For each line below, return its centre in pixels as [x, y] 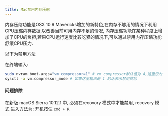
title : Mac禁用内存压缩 [27, 10]
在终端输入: [17, 64]
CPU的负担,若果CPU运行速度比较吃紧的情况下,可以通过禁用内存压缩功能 [88, 37]
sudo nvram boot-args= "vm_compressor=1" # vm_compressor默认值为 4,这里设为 [84, 74]
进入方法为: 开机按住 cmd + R [40, 109]
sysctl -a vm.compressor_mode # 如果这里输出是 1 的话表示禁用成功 [71, 78]
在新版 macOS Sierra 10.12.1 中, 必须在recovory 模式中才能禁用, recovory [79, 102]
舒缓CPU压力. [19, 43]
